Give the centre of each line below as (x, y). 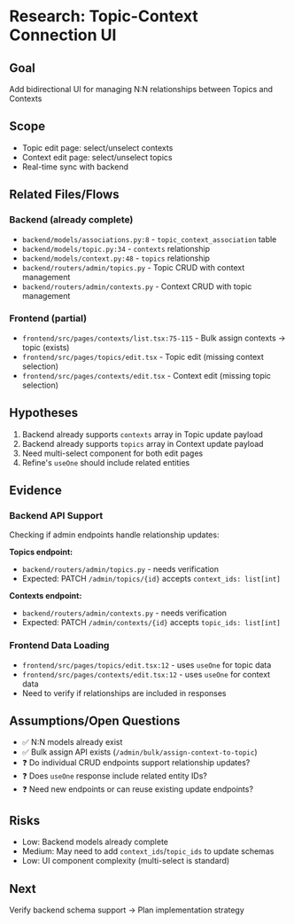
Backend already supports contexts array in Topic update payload (143, 434)
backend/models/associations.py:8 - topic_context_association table (149, 239)
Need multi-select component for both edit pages (112, 453)
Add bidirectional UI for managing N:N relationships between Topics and (141, 89)
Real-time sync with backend (75, 167)
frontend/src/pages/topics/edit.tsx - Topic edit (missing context (143, 356)
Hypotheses (44, 413)
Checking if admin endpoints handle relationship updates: (114, 535)
